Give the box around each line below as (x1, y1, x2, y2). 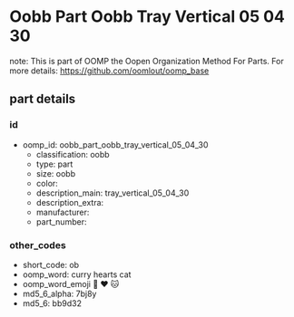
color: (35, 178, 59, 188)
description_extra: (35, 197, 104, 207)
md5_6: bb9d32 (22, 297, 82, 309)
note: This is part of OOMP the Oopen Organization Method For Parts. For (9, 55, 284, 66)
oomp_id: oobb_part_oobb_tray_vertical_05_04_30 (22, 139, 209, 150)
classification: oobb (35, 149, 111, 159)
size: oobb (35, 168, 75, 178)
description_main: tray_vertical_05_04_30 (35, 187, 190, 198)
